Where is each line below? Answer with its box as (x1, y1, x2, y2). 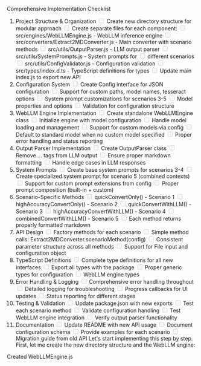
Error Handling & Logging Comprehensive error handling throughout (15, 278, 194, 285)
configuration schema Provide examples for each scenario (15, 328, 171, 335)
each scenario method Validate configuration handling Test (15, 307, 181, 314)
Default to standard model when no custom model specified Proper (15, 131, 193, 138)
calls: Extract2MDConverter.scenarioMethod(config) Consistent (15, 236, 183, 243)
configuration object (15, 249, 66, 257)
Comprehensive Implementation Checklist (7, 5, 111, 12)
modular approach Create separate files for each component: (15, 25, 177, 32)
